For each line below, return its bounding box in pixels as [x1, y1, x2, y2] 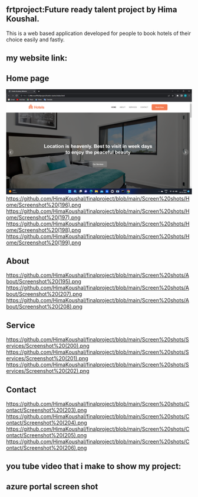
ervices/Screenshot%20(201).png [6, 355, 88, 362]
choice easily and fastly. [6, 35, 65, 43]
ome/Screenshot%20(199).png [6, 239, 81, 246]
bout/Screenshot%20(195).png [6, 278, 81, 285]
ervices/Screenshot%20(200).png [6, 343, 90, 350]
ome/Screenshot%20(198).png [6, 226, 81, 233]
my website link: [6, 53, 68, 63]
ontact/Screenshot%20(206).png [6, 444, 87, 451]
